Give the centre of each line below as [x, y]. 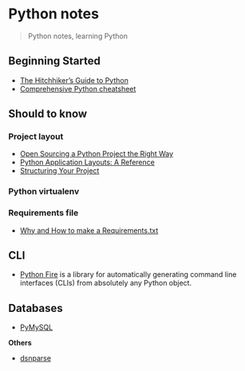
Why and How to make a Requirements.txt [89, 230]
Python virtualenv [44, 191]
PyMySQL [36, 327]
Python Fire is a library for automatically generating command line [128, 274]
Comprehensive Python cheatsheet [78, 89]
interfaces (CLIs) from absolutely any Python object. [106, 283]
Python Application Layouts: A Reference [87, 162]
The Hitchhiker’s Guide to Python [74, 80]
